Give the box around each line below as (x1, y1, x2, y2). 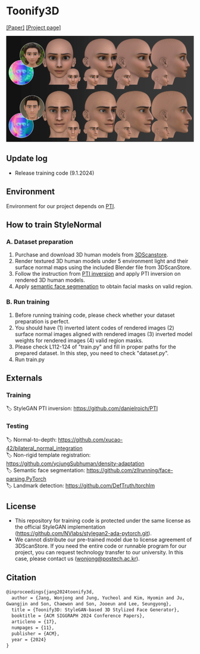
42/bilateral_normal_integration (6, 445, 83, 452)
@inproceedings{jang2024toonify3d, (6, 589, 95, 595)
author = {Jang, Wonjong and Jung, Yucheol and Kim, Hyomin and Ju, (11, 595, 185, 601)
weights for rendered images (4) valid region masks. (14, 337, 143, 344)
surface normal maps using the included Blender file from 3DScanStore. (14, 264, 192, 271)
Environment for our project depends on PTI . (6, 202, 116, 209)
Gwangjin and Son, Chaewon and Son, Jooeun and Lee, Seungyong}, (6, 601, 171, 607)
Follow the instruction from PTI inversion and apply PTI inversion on (14, 270, 181, 277)
